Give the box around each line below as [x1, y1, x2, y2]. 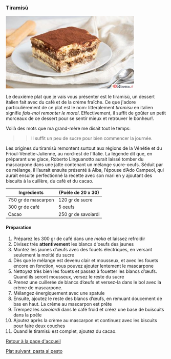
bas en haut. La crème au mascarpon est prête [13, 301, 112, 307]
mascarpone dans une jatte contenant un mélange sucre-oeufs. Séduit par [6, 162, 163, 168]
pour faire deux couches [13, 323, 66, 329]
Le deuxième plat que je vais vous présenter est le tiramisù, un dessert [6, 94, 155, 100]
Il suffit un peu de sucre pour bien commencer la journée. [31, 135, 153, 142]
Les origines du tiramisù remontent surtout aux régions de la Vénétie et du [6, 145, 162, 151]
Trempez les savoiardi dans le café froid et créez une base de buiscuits [13, 307, 164, 313]
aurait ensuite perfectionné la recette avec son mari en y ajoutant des [6, 172, 153, 178]
